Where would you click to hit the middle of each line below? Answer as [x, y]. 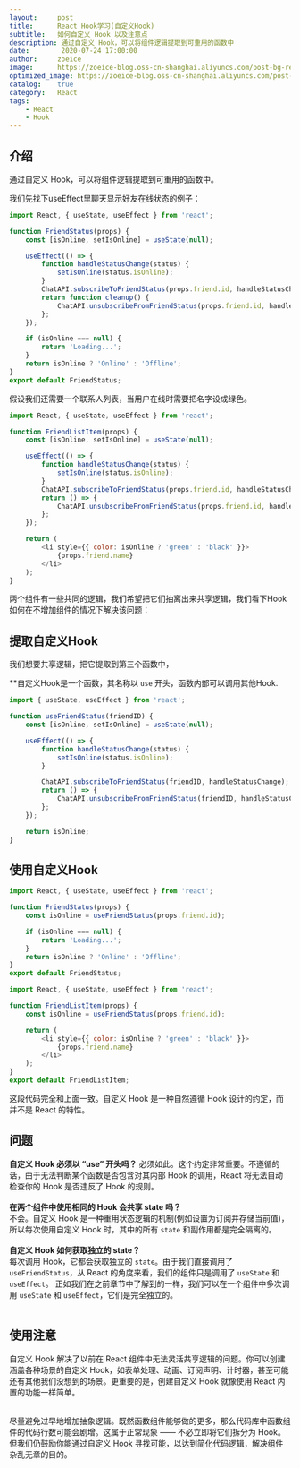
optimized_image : [42, 76]
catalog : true [42, 84]
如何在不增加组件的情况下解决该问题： [79, 610]
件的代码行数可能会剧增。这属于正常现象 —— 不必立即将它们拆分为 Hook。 [147, 1432]
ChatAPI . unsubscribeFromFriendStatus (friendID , [147, 799]
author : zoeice [46, 59]
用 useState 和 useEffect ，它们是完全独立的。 [94, 1294]
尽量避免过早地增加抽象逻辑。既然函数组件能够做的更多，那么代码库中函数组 [150, 1421]
